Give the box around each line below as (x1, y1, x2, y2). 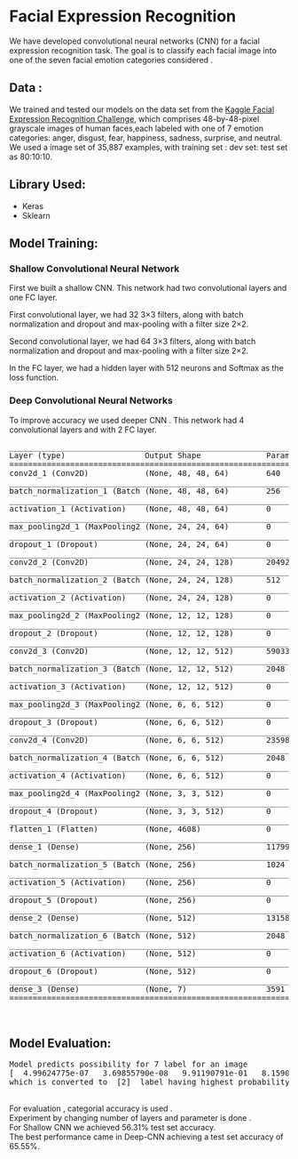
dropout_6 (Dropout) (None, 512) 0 (9, 966, 272, 976)
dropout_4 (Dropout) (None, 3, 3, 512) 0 (9, 806, 272, 816)
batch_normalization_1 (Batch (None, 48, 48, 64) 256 (9, 486, 281, 495)
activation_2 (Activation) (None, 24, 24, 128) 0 (9, 592, 272, 602)
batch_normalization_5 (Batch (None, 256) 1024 (9, 859, 286, 869)
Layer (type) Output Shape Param (9, 450, 290, 460)
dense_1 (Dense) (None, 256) (9, 841, 197, 851)
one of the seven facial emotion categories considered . (9, 54, 214, 65)
